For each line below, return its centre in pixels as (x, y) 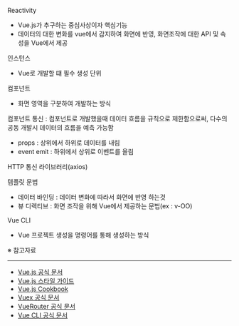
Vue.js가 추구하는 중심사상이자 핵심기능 (73, 25)
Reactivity (22, 10)
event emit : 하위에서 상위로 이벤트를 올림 (75, 152)
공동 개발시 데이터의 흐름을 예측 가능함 (60, 127)
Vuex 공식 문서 (38, 297)
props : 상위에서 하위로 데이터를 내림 (69, 143)
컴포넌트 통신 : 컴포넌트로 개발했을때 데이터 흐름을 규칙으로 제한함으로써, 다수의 (117, 118)
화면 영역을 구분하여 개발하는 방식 (64, 103)
